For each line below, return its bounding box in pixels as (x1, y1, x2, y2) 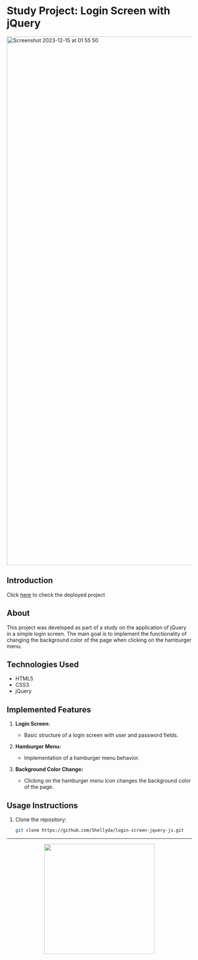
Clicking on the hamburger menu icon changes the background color (24, 777, 192, 784)
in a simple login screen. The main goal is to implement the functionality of (6, 630, 187, 637)
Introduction (6, 576, 53, 586)
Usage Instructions (6, 800, 78, 810)
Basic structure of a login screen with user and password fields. (24, 731, 179, 739)
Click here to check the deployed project (6, 591, 105, 598)
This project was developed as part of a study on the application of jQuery (6, 624, 187, 631)
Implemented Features (6, 704, 92, 714)
